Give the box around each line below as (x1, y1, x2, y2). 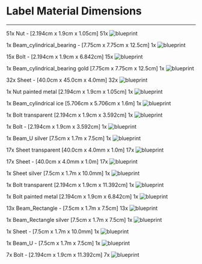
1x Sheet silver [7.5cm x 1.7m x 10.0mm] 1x (6, 170, 110, 177)
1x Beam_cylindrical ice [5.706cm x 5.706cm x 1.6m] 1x (6, 99, 142, 106)
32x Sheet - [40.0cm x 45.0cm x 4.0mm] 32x (6, 76, 118, 84)
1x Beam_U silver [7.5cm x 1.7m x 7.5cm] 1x (6, 134, 111, 142)
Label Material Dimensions (6, 4, 142, 18)
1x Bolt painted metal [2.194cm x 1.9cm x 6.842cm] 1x (6, 192, 139, 200)
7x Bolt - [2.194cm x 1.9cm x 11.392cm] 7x (6, 251, 110, 258)
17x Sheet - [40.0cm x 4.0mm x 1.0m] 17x (6, 158, 108, 165)
